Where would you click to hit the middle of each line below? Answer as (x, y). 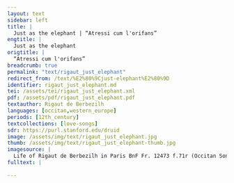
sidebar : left (28, 20)
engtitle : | (24, 40)
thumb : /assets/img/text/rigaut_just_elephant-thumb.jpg (92, 143)
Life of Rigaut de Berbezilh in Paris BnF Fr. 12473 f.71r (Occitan (115, 156)
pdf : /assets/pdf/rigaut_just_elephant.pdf (71, 98)
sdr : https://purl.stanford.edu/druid (63, 130)
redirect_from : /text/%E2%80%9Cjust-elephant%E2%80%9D (88, 78)
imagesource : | (29, 150)
